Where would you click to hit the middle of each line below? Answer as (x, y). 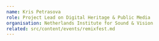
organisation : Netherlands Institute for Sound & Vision (80, 23)
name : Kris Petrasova (34, 12)
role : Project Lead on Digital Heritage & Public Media (78, 17)
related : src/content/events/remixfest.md (61, 29)
